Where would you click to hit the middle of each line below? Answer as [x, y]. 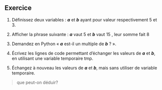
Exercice [18, 8]
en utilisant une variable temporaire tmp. [52, 58]
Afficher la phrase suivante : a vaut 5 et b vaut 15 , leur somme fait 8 [81, 34]
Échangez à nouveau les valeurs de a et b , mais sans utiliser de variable [84, 68]
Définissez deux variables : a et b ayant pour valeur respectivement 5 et [84, 19]
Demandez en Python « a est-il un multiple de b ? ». [64, 44]
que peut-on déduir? [37, 82]
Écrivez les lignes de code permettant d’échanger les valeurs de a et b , [83, 53]
